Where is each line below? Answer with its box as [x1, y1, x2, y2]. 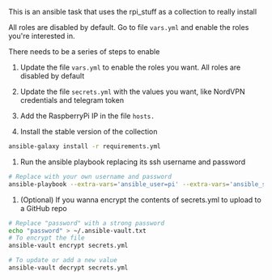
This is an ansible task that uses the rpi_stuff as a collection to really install [8, 7, 257, 16]
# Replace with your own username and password [8, 172, 172, 180]
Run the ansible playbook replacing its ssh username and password [19, 157, 246, 167]
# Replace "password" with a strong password [8, 218, 164, 227]
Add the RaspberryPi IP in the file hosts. [19, 111, 155, 121]
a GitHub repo [19, 203, 67, 213]
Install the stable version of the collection [19, 127, 158, 136]
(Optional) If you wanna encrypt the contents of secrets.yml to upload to [19, 194, 261, 205]
